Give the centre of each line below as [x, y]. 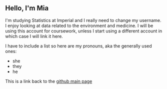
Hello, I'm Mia [27, 8]
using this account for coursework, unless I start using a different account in [84, 31]
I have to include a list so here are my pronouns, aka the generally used [79, 46]
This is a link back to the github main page [49, 81]
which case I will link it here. [34, 36]
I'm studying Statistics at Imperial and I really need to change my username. [83, 20]
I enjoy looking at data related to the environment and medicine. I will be [79, 25]
